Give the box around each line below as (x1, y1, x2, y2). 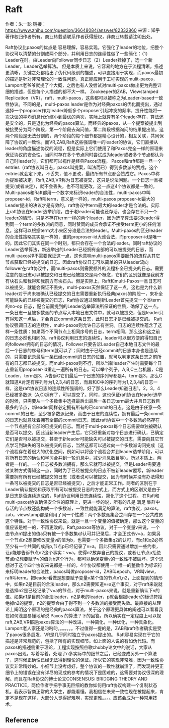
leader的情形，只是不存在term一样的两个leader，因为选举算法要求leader (5, 215, 156, 221)
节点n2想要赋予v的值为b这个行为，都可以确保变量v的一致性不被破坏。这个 (5, 556, 159, 562)
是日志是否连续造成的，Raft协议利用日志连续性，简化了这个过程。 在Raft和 (5, 493, 160, 499)
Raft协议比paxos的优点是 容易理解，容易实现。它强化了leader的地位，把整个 (5, 44, 164, 50)
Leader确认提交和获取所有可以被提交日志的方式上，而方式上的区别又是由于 (5, 486, 161, 492)
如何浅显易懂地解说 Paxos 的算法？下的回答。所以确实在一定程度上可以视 (9, 612, 161, 618)
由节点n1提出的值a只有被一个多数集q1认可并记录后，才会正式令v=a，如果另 (5, 530, 161, 537)
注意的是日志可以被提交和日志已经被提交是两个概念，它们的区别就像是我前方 (5, 271, 164, 277)
